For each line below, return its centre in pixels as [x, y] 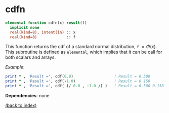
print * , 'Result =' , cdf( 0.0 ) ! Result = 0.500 [78, 77]
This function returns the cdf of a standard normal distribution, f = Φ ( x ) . [81, 47]
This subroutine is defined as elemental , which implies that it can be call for [84, 52]
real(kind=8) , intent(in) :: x [43, 32]
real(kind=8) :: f [43, 37]
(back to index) [21, 105]
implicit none [25, 27]
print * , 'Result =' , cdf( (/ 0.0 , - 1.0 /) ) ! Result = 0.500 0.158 [85, 86]
